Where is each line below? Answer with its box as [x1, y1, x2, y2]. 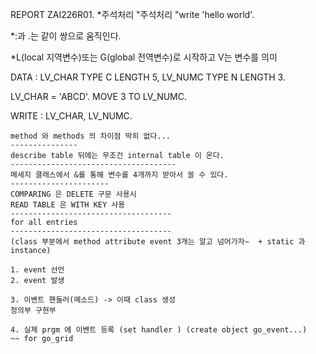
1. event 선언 [10, 265, 65, 275]
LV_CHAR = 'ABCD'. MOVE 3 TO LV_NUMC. [10, 91, 188, 102]
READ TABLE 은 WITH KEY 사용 [10, 200, 126, 210]
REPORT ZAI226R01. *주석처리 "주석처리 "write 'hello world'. [10, 9, 255, 20]
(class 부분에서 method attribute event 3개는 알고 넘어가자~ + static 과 [10, 237, 306, 247]
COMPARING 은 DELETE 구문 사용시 [10, 189, 137, 199]
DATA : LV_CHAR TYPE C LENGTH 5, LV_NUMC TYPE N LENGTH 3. [10, 71, 286, 83]
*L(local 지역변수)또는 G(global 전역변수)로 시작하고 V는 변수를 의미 [10, 51, 278, 63]
